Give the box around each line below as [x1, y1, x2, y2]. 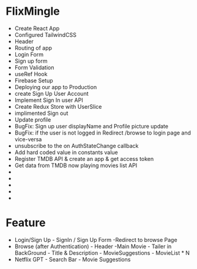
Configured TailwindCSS [14, 31, 77, 38]
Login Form [14, 50, 44, 58]
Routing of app [14, 44, 53, 52]
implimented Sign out [14, 109, 69, 117]
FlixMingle [6, 4, 60, 18]
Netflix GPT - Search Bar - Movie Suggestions [14, 255, 131, 263]
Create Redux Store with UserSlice [14, 103, 102, 110]
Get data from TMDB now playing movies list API [14, 162, 138, 169]
